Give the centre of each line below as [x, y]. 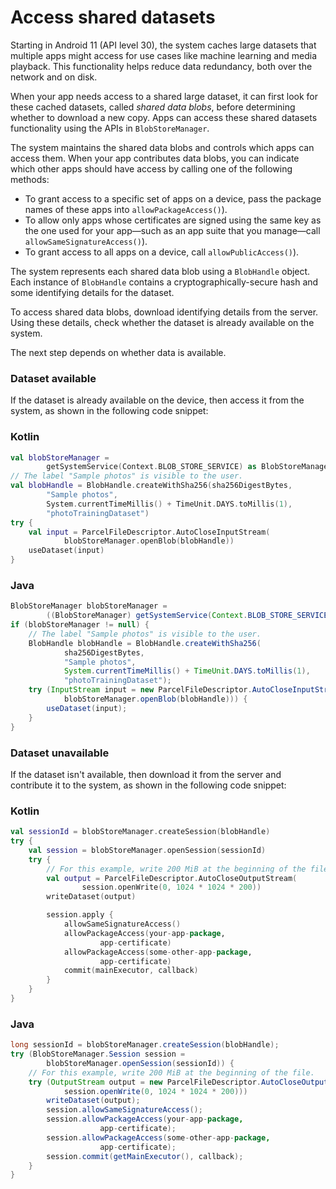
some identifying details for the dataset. [92, 292]
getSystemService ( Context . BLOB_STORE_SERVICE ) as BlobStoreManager [189, 467]
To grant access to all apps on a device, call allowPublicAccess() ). [162, 252]
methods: [30, 179]
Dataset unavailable [60, 753]
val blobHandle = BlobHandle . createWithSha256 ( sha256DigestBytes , [151, 486]
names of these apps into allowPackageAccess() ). [126, 209]
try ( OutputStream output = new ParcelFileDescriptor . [145, 1082]
